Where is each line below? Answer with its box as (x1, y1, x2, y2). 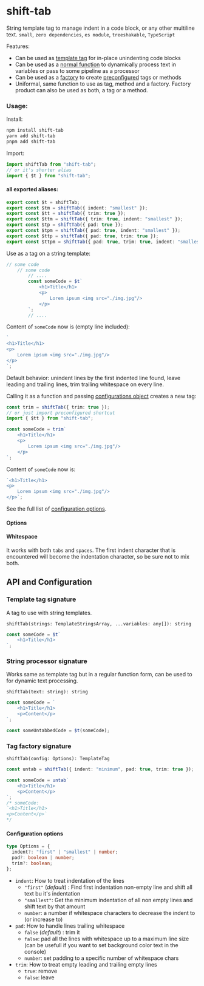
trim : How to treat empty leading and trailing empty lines (15, 960, 157, 968)
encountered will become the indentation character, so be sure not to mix (6, 552, 190, 560)
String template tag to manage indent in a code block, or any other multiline (6, 24, 195, 32)
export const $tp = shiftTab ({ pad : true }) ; (6, 222, 123, 228)
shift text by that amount (24, 903, 86, 910)
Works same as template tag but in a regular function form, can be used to (6, 671, 192, 678)
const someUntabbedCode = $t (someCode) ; (6, 727, 110, 733)
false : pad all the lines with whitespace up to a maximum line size (24, 935, 189, 942)
